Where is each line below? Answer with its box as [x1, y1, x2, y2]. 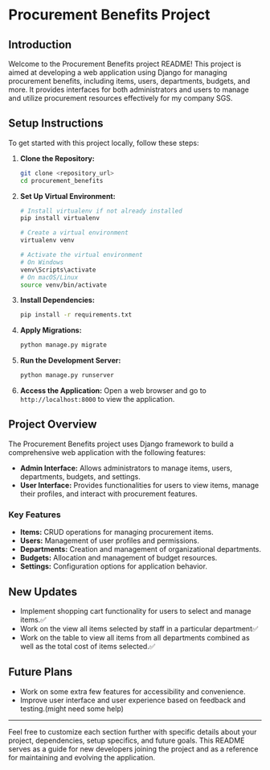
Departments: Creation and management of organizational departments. [19, 544, 262, 554]
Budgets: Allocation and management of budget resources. [19, 553, 218, 563]
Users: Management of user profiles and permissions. [19, 536, 199, 545]
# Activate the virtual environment [19, 251, 143, 259]
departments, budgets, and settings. [19, 471, 141, 481]
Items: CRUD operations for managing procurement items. [19, 528, 215, 537]
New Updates [8, 585, 78, 598]
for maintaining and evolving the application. [8, 752, 155, 762]
